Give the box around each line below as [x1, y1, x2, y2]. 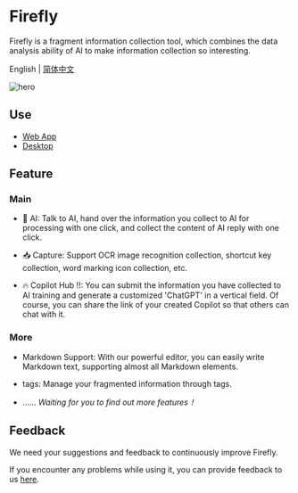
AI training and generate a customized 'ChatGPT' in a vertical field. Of [21, 290, 279, 300]
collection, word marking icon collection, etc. [21, 263, 187, 274]
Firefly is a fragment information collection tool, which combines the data [9, 36, 278, 46]
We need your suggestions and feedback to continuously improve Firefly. [9, 447, 278, 457]
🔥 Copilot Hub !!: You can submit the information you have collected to [21, 280, 281, 291]
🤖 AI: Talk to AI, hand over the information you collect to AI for [21, 213, 250, 224]
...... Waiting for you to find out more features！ [21, 397, 196, 407]
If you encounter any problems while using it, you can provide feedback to [9, 464, 283, 474]
